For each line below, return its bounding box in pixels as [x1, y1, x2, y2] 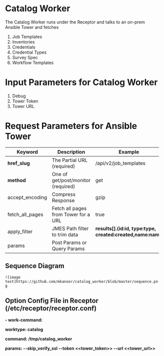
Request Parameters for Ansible [5, 121, 138, 132]
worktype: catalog [5, 327, 43, 333]
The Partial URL [52, 157, 88, 164]
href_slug [7, 160, 30, 167]
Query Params [52, 245, 85, 252]
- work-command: [5, 317, 43, 323]
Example [119, 148, 140, 155]
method [7, 177, 26, 184]
